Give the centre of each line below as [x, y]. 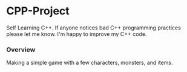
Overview [21, 49]
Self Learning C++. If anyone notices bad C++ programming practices [94, 28]
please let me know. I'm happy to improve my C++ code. [77, 34]
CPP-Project [38, 11]
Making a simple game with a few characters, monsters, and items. [90, 63]
